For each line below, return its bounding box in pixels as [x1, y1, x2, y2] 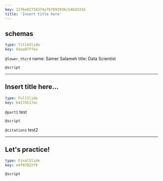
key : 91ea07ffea [5, 47, 38, 52]
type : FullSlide [5, 96, 38, 100]
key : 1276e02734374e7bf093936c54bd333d [5, 7, 86, 12]
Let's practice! [5, 146, 50, 154]
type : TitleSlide [5, 42, 40, 48]
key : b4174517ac [5, 100, 38, 105]
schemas [5, 30, 33, 38]
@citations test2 [5, 127, 38, 132]
